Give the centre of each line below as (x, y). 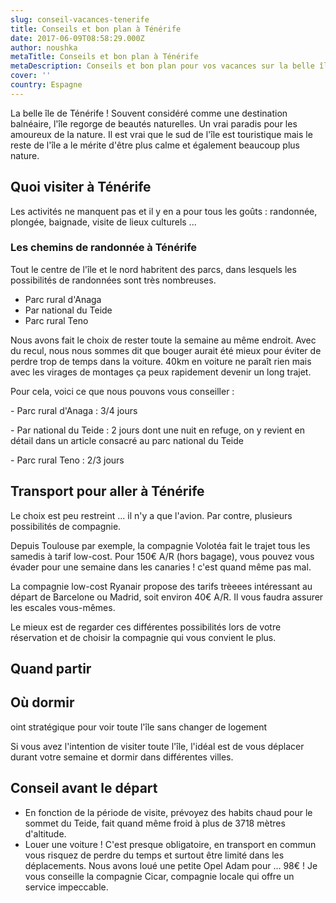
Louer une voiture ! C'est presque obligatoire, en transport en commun (170, 844)
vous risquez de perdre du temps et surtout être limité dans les (154, 855)
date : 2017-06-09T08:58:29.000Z (77, 38)
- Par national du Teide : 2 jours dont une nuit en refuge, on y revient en (158, 430)
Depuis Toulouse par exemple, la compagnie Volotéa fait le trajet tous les (160, 545)
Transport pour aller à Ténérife (107, 491)
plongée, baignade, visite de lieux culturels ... (103, 222)
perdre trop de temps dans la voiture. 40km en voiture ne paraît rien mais (161, 361)
